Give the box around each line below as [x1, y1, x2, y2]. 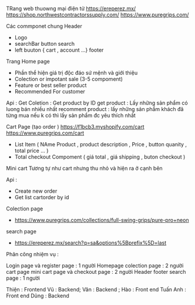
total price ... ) [14, 147, 49, 154]
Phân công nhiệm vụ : [6, 251, 59, 257]
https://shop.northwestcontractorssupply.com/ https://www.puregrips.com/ [6, 11, 189, 18]
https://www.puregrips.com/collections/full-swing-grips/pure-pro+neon [14, 217, 189, 223]
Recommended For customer [14, 88, 85, 95]
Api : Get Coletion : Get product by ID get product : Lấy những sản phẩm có [6, 99, 188, 106]
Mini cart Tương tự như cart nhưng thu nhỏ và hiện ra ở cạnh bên [6, 165, 163, 172]
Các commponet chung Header [6, 23, 82, 29]
